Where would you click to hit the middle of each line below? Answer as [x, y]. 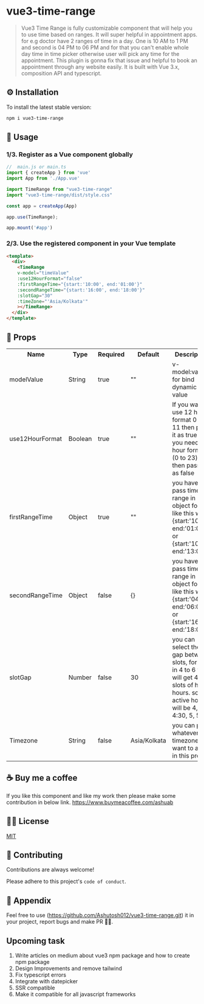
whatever [185, 733]
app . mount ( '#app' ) [29, 228]
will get [182, 677]
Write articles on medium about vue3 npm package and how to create [102, 955]
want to [183, 748]
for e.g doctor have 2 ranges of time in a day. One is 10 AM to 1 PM [104, 41]
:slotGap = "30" [35, 296]
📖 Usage [22, 137]
